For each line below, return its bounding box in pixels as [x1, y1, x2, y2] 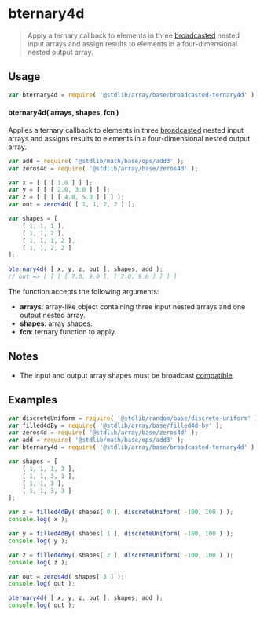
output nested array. [19, 311, 86, 320]
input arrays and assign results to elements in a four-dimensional [27, 38, 238, 48]
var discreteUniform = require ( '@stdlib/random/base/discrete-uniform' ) [8, 414, 258, 422]
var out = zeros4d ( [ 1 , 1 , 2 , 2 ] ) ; [8, 201, 135, 209]
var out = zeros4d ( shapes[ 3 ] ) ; [8, 572, 125, 581]
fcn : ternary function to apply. [19, 327, 117, 337]
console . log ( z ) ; [8, 558, 68, 566]
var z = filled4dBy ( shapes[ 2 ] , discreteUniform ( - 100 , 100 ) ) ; [8, 551, 234, 559]
